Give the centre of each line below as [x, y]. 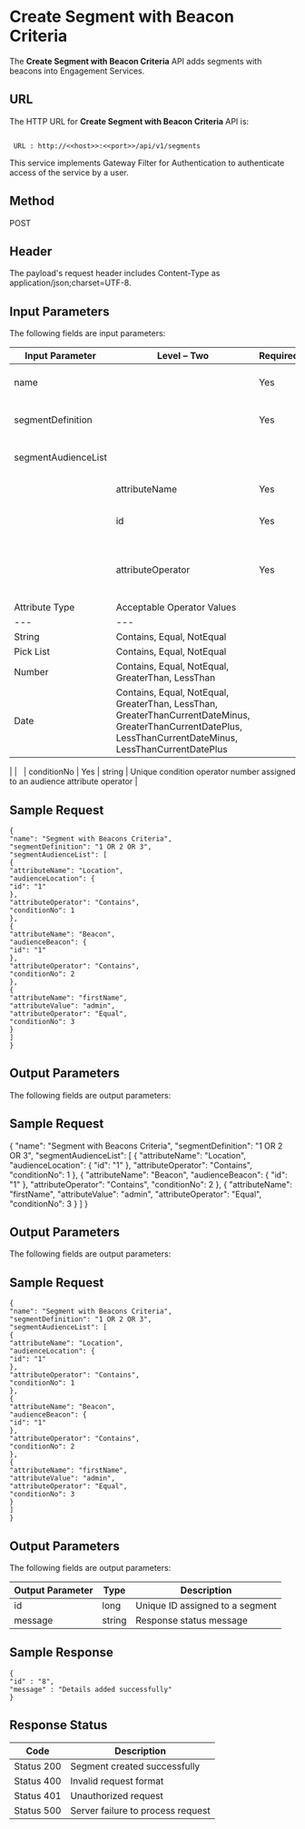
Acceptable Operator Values [176, 608]
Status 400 [38, 1781]
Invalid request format [117, 1781]
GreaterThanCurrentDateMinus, [183, 715]
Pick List [32, 651]
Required [279, 356]
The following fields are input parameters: [88, 333]
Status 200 [38, 1766]
